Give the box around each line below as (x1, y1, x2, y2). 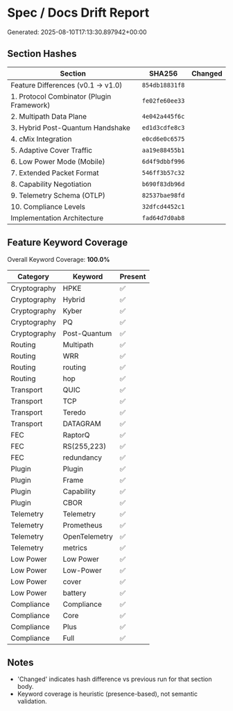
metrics (62, 543, 88, 553)
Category (17, 271, 50, 281)
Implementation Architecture (10, 213, 104, 223)
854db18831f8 (141, 81, 185, 89)
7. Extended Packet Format (10, 168, 99, 178)
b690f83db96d (141, 180, 185, 188)
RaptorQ (62, 430, 90, 440)
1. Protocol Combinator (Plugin (10, 92, 112, 101)
